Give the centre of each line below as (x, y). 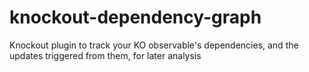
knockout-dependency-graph (135, 17)
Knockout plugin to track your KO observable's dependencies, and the (154, 45)
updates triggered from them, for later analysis (105, 55)
